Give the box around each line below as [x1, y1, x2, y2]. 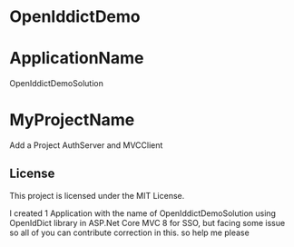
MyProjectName [9, 110, 135, 131]
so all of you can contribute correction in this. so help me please [9, 227, 250, 238]
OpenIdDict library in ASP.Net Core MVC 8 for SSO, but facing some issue [9, 217, 286, 228]
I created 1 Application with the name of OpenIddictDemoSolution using [9, 207, 277, 219]
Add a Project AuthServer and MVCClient [9, 140, 163, 151]
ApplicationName [9, 48, 144, 69]
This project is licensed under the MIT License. [9, 190, 185, 201]
